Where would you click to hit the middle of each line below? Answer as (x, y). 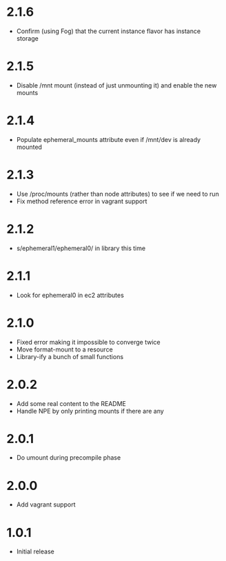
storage (27, 38)
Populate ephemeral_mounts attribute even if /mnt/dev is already (109, 139)
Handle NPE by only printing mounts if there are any (90, 411)
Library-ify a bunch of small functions (70, 356)
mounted (29, 147)
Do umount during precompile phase (69, 458)
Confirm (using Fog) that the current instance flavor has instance (109, 31)
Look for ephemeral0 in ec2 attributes (70, 295)
